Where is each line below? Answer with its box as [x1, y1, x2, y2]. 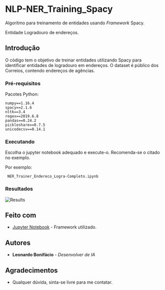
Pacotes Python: [5, 91, 39, 97]
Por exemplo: [5, 165, 32, 171]
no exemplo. [5, 155, 31, 161]
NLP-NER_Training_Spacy [5, 3, 113, 15]
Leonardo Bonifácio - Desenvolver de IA [12, 252, 96, 258]
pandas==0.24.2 [5, 118, 37, 123]
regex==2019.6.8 [5, 114, 39, 119]
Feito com [5, 211, 36, 220]
